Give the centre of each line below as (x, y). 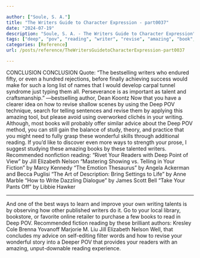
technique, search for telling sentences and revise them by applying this (95, 110)
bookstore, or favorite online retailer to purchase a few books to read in (93, 216)
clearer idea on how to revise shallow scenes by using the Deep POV (90, 104)
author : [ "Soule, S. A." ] (38, 17)
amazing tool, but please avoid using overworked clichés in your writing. (95, 116)
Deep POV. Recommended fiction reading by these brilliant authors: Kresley (99, 223)
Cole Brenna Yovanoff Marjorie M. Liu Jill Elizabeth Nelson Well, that (90, 229)
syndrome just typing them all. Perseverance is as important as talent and (96, 91)
